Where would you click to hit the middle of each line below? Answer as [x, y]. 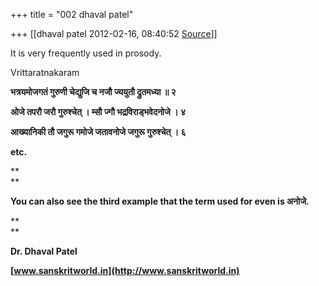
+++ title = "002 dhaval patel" [72, 14]
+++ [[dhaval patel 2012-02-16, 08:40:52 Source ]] [114, 33]
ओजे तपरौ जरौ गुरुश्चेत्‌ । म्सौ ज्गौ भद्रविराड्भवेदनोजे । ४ [98, 112]
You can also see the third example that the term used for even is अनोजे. [160, 201]
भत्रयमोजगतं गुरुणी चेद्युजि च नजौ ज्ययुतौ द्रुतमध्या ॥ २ [93, 92]
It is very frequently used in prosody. [86, 53]
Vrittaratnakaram [45, 72]
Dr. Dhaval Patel [44, 251]
